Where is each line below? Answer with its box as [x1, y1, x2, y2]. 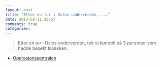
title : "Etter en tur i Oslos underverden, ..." [5, 12, 110, 17]
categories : [5, 26, 30, 31]
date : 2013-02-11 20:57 [5, 17, 56, 22]
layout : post [5, 7, 33, 13]
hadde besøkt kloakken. [17, 45, 68, 51]
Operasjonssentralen [12, 55, 57, 61]
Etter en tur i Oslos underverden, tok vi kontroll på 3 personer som [17, 40, 156, 46]
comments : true [5, 21, 38, 27]
